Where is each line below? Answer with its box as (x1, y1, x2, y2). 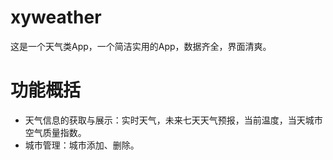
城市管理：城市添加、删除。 (24, 139, 140, 151)
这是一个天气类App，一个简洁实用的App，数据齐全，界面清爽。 (10, 40, 272, 52)
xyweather (10, 6, 102, 29)
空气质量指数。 (24, 126, 87, 138)
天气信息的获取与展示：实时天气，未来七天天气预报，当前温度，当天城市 (24, 114, 323, 126)
